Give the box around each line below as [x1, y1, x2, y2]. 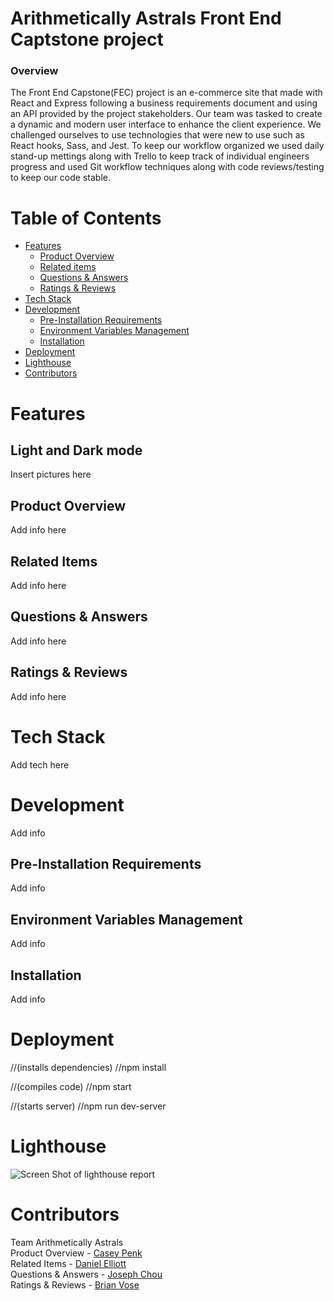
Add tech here [10, 758, 70, 771]
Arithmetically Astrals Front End [10, 7, 282, 30]
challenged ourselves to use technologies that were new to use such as [10, 129, 305, 141]
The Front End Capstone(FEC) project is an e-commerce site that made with [10, 87, 323, 99]
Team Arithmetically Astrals [10, 1236, 124, 1248]
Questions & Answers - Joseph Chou [10, 1268, 163, 1280]
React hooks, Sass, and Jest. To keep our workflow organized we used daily [10, 140, 325, 152]
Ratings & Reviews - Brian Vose [10, 1278, 140, 1291]
